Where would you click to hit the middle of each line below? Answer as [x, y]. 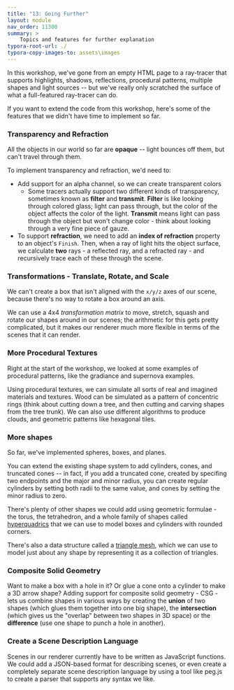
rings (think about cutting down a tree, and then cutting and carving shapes [116, 404]
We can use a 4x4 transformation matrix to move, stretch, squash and [108, 313]
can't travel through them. [45, 157]
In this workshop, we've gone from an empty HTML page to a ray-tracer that [117, 72]
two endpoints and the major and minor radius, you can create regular [108, 481]
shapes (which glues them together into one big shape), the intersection [112, 608]
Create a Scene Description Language [73, 641]
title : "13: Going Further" [48, 14]
